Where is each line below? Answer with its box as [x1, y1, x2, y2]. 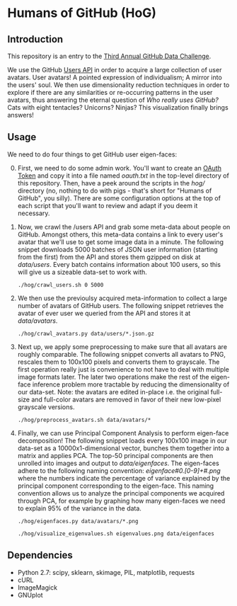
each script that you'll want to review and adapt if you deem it [17, 201, 198, 210]
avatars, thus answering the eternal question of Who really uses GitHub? [7, 96, 219, 104]
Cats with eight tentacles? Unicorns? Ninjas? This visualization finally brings [7, 103, 229, 111]
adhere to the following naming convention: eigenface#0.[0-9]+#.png [17, 466, 221, 475]
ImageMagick [17, 583, 58, 592]
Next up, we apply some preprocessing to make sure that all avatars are [17, 342, 228, 351]
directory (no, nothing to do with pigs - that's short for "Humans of [17, 186, 212, 195]
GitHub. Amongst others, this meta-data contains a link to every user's [17, 230, 224, 239]
